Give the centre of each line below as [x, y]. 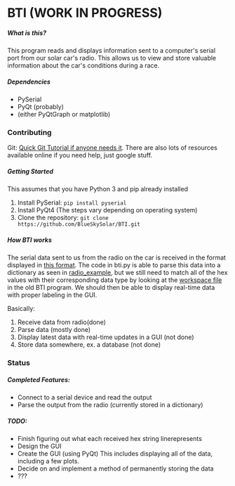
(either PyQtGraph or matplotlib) [64, 115]
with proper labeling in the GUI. [52, 295]
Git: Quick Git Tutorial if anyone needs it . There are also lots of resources [112, 148]
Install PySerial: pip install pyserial [72, 203]
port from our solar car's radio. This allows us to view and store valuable [112, 58]
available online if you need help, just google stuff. [80, 155]
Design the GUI [39, 446]
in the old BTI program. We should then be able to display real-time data [111, 288]
